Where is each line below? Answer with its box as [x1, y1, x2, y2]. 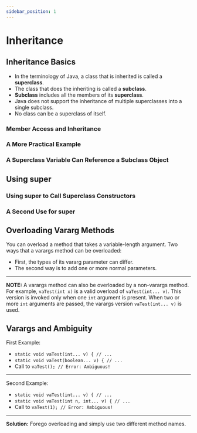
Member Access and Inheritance [6, 124, 101, 132]
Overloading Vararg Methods [6, 226, 115, 236]
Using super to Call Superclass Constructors [6, 192, 136, 200]
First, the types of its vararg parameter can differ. [14, 258, 134, 265]
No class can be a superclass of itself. [14, 110, 107, 117]
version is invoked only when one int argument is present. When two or [6, 294, 180, 301]
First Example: [6, 339, 41, 346]
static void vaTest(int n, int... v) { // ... [14, 398, 131, 404]
